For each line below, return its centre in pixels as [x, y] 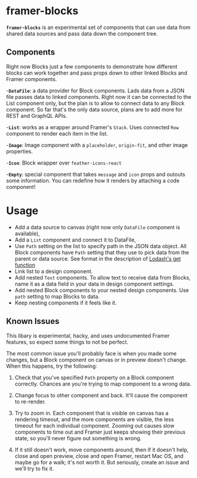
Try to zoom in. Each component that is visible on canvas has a [91, 413]
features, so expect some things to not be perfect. [67, 342]
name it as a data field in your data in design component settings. [94, 284]
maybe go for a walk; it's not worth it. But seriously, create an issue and [102, 462]
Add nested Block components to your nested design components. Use [102, 290]
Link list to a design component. [54, 271]
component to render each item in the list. [57, 133]
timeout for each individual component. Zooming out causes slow [94, 425]
